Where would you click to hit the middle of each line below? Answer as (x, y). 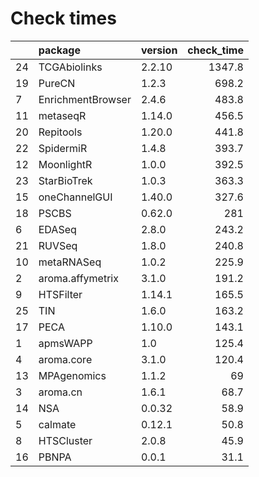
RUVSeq (58, 245)
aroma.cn (60, 392)
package (59, 50)
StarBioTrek (65, 180)
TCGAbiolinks (70, 67)
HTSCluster (65, 440)
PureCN (57, 83)
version (159, 50)
